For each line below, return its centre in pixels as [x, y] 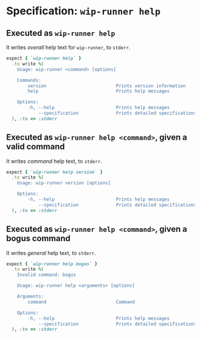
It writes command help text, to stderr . [54, 161]
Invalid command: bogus [47, 275]
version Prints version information [107, 86]
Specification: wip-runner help [83, 11]
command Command [81, 302]
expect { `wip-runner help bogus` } [52, 264]
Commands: [29, 80]
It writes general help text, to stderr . [51, 253]
